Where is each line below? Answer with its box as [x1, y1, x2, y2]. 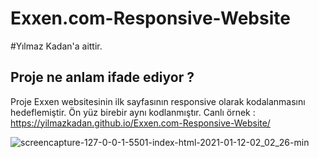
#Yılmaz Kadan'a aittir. [10, 40, 103, 52]
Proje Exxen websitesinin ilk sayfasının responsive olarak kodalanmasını [10, 95, 306, 107]
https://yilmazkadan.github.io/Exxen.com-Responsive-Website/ [10, 117, 271, 129]
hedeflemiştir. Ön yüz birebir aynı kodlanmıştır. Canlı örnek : [10, 106, 256, 118]
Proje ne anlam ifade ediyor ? [10, 69, 195, 86]
